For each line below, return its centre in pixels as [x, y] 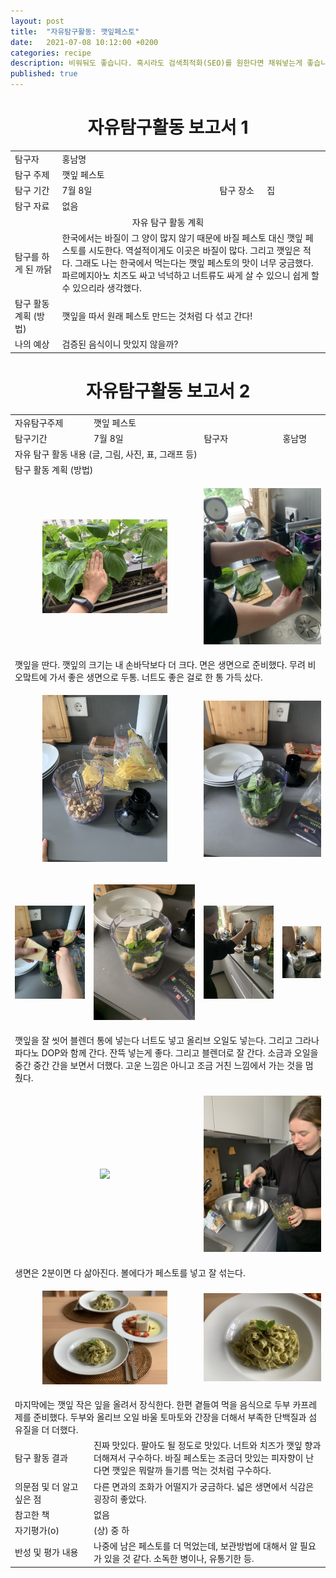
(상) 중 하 [111, 1531]
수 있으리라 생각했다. [101, 287]
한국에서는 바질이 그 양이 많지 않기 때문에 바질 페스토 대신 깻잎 [182, 237]
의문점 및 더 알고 [46, 1486]
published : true [44, 74]
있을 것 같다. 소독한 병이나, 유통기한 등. [179, 1559]
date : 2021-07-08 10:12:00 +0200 [84, 42]
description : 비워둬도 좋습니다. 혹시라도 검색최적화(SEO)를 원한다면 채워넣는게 [156, 63]
